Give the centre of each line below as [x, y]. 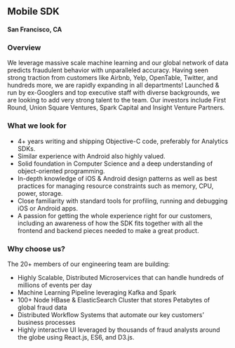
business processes [46, 322]
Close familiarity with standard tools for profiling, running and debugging [122, 201]
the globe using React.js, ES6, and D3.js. [76, 337]
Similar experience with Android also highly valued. [92, 156]
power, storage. [40, 193]
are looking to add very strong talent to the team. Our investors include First [117, 100]
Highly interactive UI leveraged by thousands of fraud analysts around [119, 330]
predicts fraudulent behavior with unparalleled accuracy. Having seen [108, 70]
